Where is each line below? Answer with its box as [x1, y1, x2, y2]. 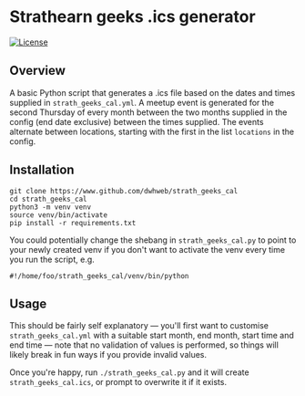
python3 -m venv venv [9, 203, 92, 212]
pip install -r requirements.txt [9, 218, 137, 227]
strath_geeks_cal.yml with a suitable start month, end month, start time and [9, 330, 294, 341]
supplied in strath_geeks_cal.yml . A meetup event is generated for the [9, 97, 275, 108]
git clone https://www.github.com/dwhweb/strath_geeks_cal [9, 186, 239, 195]
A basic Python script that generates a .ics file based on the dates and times [9, 87, 296, 98]
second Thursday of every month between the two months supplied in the [9, 107, 288, 118]
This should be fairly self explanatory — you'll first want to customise [9, 320, 269, 331]
